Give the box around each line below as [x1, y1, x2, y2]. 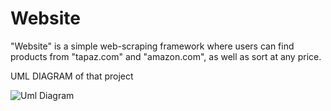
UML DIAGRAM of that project [10, 70, 134, 82]
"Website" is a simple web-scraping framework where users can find [10, 40, 295, 52]
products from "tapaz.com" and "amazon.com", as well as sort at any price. [10, 50, 322, 62]
